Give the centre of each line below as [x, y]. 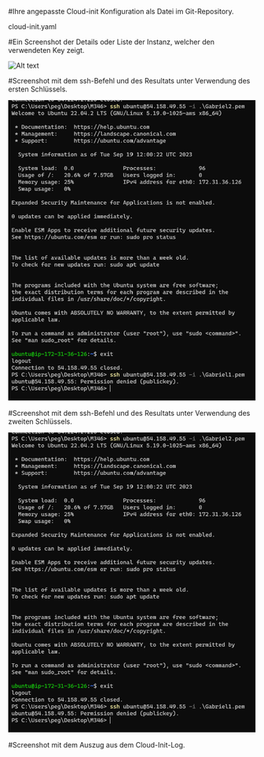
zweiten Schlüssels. [40, 421]
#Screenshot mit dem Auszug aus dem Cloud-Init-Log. [97, 745]
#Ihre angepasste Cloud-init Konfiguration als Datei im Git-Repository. [121, 11]
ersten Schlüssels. [38, 89]
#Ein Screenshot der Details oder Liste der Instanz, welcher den [111, 42]
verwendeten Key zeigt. [46, 50]
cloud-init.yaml [33, 26]
